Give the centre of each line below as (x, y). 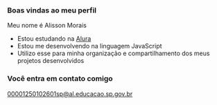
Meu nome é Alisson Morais (47, 26)
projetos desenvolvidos (51, 61)
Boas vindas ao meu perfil (52, 10)
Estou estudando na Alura (54, 39)
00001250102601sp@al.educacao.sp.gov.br (70, 94)
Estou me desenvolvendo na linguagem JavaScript (89, 46)
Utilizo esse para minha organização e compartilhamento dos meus (113, 53)
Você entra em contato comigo (60, 79)
